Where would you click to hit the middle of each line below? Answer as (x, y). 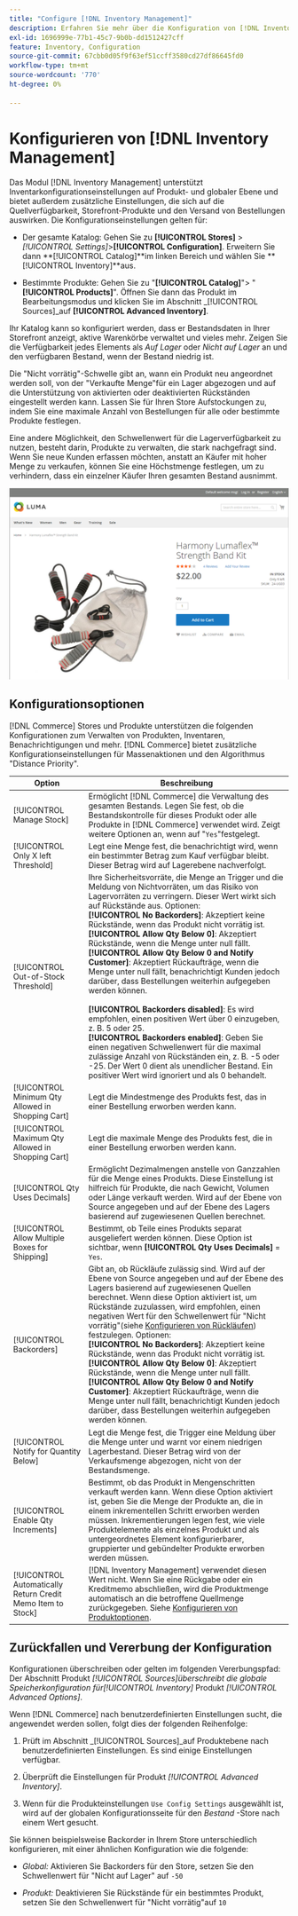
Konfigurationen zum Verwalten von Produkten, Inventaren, (118, 735)
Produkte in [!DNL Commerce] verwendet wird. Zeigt (184, 824)
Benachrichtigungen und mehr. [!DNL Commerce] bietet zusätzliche (133, 745)
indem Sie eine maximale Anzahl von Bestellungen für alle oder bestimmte (145, 411)
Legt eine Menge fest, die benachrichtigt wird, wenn (183, 846)
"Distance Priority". (44, 763)
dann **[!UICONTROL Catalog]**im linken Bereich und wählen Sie (144, 256)
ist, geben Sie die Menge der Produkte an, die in (176, 1501)
